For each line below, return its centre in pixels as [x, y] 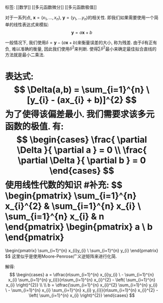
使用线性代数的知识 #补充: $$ [64, 185]
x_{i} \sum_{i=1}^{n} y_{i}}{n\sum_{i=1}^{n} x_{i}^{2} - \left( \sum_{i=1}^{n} [82, 280]
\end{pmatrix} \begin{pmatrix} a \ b [79, 227]
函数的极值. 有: [35, 126]
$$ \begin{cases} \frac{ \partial [82, 139]
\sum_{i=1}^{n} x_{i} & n [55, 216]
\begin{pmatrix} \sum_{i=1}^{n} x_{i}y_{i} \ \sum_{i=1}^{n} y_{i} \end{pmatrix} [82, 251]
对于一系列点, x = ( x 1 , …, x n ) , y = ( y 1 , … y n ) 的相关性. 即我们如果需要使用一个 [80, 18]
